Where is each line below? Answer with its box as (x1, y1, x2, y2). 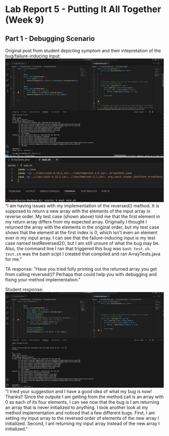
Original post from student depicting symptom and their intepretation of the (5, 48, 161, 53)
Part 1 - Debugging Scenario (5, 34, 95, 43)
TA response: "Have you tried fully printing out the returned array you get (5, 266, 157, 272)
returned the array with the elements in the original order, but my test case (5, 224, 159, 230)
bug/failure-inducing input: (5, 53, 61, 59)
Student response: (5, 286, 44, 293)
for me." (5, 256, 22, 262)
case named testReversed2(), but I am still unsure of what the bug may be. (5, 240, 160, 246)
